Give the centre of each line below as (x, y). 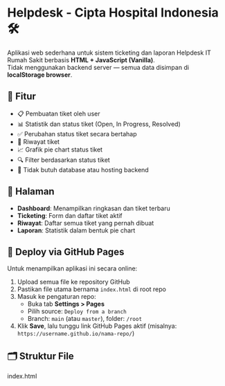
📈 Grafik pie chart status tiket (60, 149)
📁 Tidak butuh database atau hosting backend (83, 169)
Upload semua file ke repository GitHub (73, 282)
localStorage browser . (40, 75)
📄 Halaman (31, 192)
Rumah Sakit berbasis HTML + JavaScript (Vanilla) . (81, 59)
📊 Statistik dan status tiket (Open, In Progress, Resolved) (99, 124)
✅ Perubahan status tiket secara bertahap (77, 134)
